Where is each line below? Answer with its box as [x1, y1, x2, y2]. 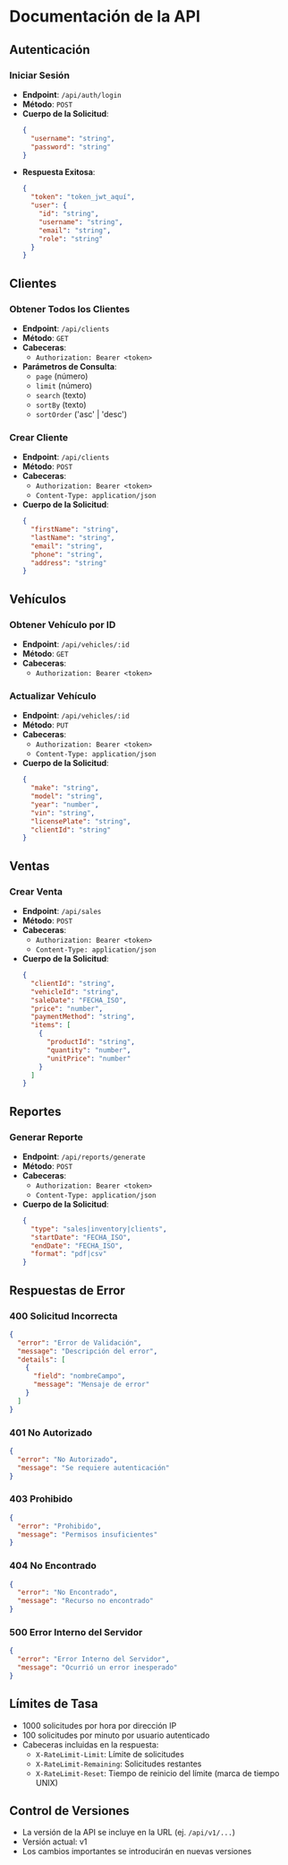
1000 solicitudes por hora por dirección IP [21, 1720, 177, 1730]
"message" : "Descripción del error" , [17, 1346, 158, 1355]
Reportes [9, 1103, 62, 1119]
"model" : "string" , [30, 792, 104, 801]
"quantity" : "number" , [46, 1045, 131, 1055]
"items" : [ [30, 1021, 72, 1030]
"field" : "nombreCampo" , [32, 1372, 126, 1381]
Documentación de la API [9, 6, 201, 27]
